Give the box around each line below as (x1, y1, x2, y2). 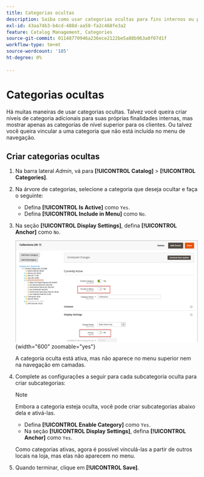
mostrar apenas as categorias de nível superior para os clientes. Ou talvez (6, 121, 192, 128)
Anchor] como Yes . (24, 434, 73, 441)
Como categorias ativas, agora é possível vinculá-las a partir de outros (15, 445, 192, 453)
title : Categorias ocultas (6, 10, 75, 16)
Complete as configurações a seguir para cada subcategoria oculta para (15, 373, 197, 380)
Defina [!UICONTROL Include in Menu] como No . (24, 210, 147, 218)
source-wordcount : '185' (6, 49, 69, 55)
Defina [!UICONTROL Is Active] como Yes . (24, 204, 131, 211)
